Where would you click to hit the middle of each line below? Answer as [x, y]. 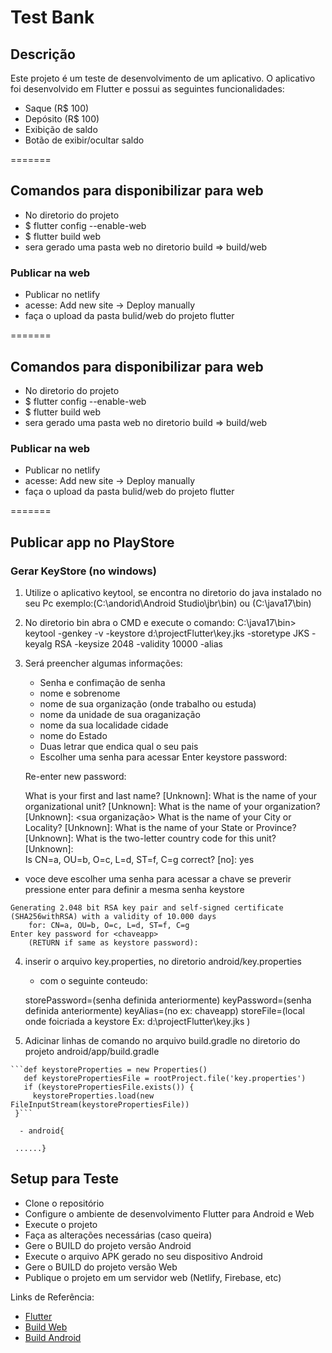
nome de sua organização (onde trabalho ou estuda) [148, 703]
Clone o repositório [64, 1203]
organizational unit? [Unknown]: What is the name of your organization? [172, 806]
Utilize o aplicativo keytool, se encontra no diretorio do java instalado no [173, 592]
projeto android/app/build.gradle [92, 1051]
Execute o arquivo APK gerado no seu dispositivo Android [143, 1256]
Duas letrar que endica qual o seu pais [119, 746]
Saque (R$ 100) [57, 108]
